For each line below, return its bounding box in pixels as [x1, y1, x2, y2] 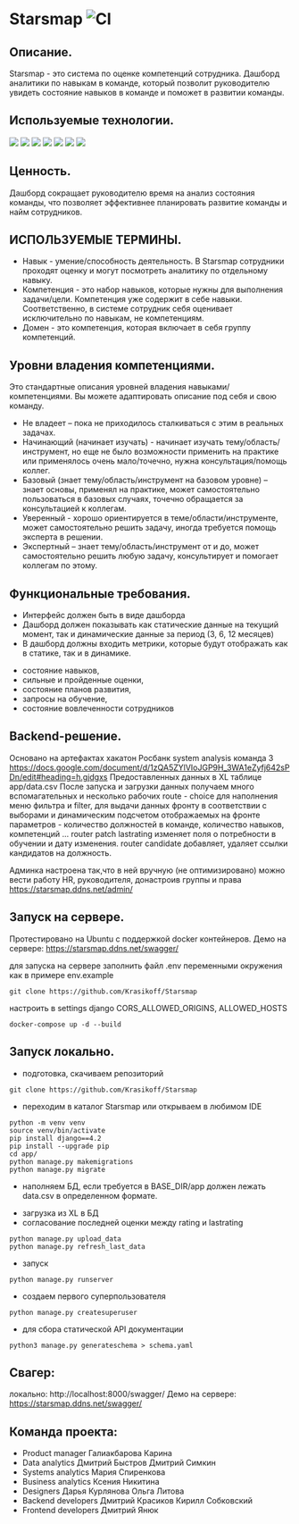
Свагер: [9, 1365, 55, 1380]
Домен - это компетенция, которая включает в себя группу [21, 322, 252, 333]
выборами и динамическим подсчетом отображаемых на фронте [9, 809, 261, 820]
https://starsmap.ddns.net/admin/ [9, 883, 134, 894]
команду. [9, 400, 45, 411]
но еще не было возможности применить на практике [71, 447, 279, 457]
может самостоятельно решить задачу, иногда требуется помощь [21, 523, 277, 533]
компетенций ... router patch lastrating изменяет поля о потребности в [9, 828, 277, 839]
